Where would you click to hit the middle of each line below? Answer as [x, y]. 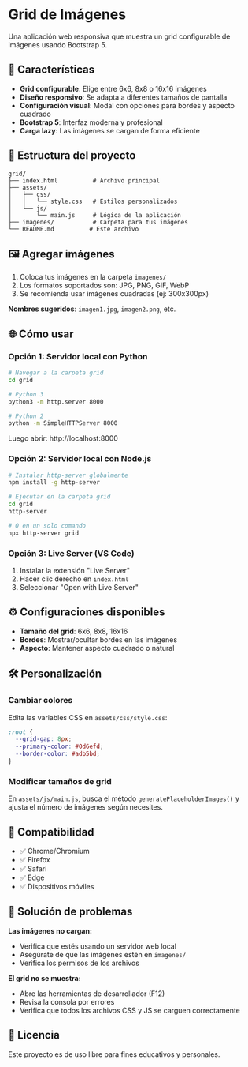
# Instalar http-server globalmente [68, 475]
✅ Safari [33, 869]
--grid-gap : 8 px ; [44, 739]
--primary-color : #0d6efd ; [59, 747]
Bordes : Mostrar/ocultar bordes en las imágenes [98, 639]
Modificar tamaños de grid [60, 781]
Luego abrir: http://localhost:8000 [63, 438]
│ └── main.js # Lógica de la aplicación [94, 215]
